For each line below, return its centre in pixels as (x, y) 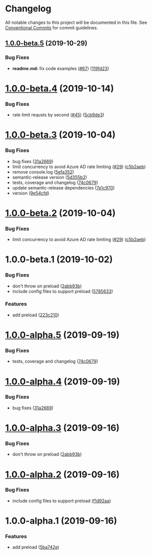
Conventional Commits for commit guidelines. (51, 27)
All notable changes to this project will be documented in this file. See (76, 22)
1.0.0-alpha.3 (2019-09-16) (62, 428)
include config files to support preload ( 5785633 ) (63, 291)
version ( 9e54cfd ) (31, 193)
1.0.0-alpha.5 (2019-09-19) (62, 335)
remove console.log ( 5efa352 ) (43, 172)
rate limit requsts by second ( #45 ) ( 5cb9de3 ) (58, 115)
